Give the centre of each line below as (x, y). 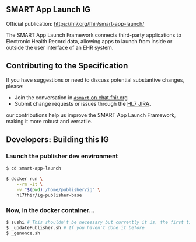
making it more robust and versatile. (49, 121)
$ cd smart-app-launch (34, 168)
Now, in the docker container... (50, 210)
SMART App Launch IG (48, 10)
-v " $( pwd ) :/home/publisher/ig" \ (58, 189)
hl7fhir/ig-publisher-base (49, 195)
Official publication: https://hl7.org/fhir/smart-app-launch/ (75, 23)
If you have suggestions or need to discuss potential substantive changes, (95, 80)
